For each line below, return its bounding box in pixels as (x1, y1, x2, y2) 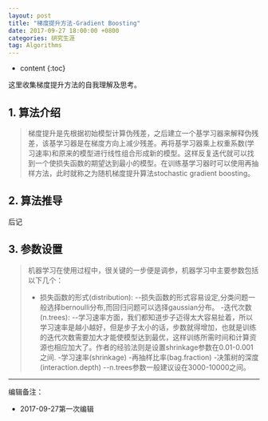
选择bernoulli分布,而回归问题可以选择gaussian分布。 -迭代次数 (46, 302, 253, 312)
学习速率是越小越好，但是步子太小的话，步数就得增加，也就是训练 (39, 322, 257, 332)
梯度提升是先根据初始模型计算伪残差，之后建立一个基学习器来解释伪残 (27, 128, 259, 138)
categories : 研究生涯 (8, 34, 76, 42)
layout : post (8, 11, 52, 20)
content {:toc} (19, 63, 66, 73)
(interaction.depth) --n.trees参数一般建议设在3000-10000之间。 (39, 362, 251, 372)
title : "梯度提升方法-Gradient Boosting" (8, 19, 141, 27)
